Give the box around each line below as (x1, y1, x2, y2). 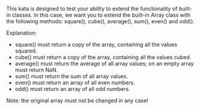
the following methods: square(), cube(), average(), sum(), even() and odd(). (6, 18, 195, 25)
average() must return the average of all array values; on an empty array (14, 60, 194, 67)
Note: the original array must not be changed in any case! (6, 97, 149, 104)
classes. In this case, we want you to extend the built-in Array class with (11, 11, 191, 19)
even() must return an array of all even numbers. (14, 79, 135, 86)
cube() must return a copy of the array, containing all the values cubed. (14, 54, 192, 60)
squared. (14, 47, 37, 54)
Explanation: (6, 29, 37, 36)
